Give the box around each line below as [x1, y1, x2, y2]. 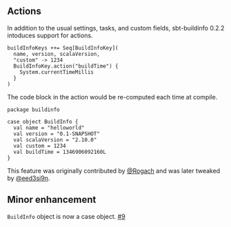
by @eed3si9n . [7, 174, 50, 182]
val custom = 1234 [13, 142, 67, 149]
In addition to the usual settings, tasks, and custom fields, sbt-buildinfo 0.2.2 [7, 23, 225, 32]
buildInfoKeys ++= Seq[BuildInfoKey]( [7, 44, 119, 51]
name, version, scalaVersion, [13, 50, 100, 57]
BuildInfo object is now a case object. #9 [7, 212, 125, 220]
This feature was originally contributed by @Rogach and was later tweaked [7, 166, 221, 175]
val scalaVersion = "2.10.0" [13, 136, 97, 144]
